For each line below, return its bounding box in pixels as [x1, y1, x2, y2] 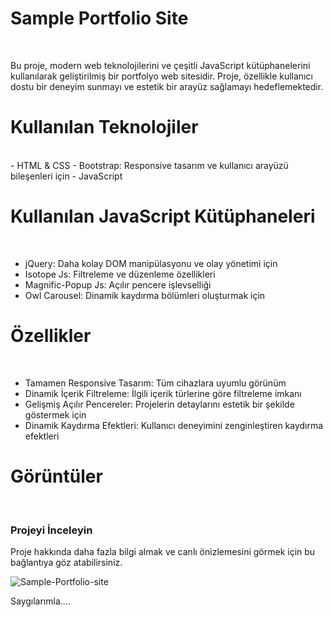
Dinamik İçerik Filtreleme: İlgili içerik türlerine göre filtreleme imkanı [24, 387, 302, 399]
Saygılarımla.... [10, 595, 71, 607]
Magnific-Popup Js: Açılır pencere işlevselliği [24, 278, 212, 291]
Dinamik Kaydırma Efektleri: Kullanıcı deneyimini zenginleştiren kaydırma [24, 419, 324, 431]
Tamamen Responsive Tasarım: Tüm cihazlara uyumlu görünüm [24, 377, 287, 389]
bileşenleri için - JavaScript [10, 170, 123, 182]
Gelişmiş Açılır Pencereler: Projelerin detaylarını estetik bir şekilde [24, 398, 295, 410]
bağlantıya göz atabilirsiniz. [10, 556, 123, 568]
